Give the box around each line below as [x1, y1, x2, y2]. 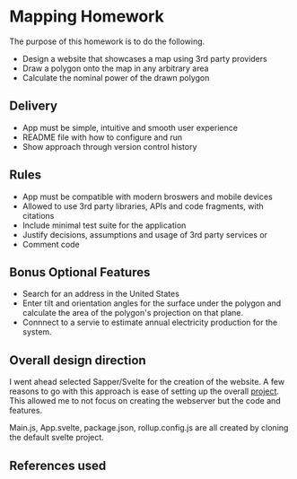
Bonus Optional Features [9, 265, 151, 280]
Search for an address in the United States [22, 289, 179, 300]
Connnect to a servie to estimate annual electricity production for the [22, 317, 278, 328]
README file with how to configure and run [22, 132, 182, 143]
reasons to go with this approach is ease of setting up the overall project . [9, 386, 280, 396]
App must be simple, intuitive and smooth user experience [22, 122, 238, 133]
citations [22, 210, 55, 221]
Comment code [22, 239, 81, 249]
